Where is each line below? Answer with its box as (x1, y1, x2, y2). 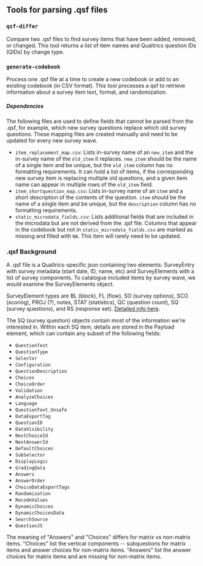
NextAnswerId (15, 439, 48, 445)
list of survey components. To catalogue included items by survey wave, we (6, 274, 196, 281)
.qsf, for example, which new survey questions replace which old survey (6, 124, 187, 131)
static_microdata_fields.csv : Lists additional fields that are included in (15, 213, 194, 220)
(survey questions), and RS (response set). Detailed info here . (6, 305, 161, 313)
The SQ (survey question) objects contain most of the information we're (6, 317, 186, 324)
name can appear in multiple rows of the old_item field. (15, 181, 153, 188)
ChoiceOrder (15, 381, 45, 387)
